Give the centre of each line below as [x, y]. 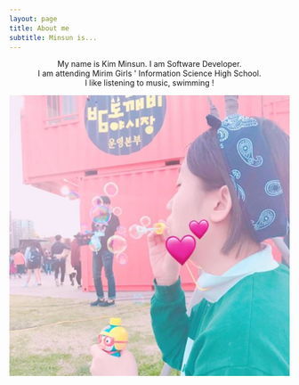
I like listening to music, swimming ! [149, 83]
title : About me [39, 28]
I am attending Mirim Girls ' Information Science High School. [149, 74]
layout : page [33, 19]
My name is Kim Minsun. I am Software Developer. [149, 64]
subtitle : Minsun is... [53, 37]
